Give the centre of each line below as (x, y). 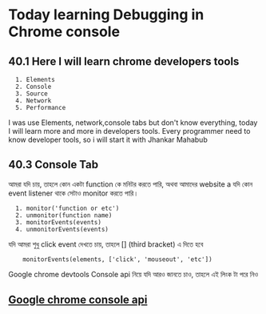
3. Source (32, 94)
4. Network (34, 101)
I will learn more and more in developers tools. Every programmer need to (129, 131)
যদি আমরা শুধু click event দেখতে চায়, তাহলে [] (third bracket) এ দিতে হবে (106, 244)
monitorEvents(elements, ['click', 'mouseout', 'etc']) (118, 259)
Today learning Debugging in (106, 15)
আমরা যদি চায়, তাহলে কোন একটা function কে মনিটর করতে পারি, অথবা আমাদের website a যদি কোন (131, 184)
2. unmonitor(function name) (64, 215)
